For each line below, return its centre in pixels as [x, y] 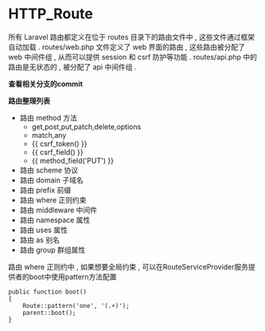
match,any [49, 135]
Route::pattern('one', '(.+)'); [76, 305]
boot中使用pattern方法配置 [73, 277]
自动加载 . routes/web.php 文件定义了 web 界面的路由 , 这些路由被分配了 [127, 47]
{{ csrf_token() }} [59, 144]
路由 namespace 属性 [55, 219]
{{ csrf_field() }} [57, 152]
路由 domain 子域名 [51, 179]
